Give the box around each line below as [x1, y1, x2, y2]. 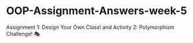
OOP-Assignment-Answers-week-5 [6, 4, 188, 18]
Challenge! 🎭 [6, 30, 41, 37]
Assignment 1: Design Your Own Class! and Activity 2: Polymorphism [6, 24, 175, 31]
